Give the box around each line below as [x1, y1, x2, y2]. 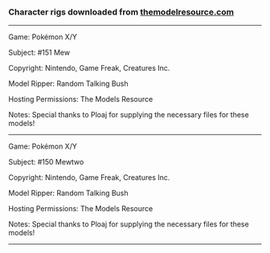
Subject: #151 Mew [8, 47, 71, 58]
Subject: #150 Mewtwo [8, 157, 84, 167]
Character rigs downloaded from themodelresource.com [8, 6, 235, 18]
